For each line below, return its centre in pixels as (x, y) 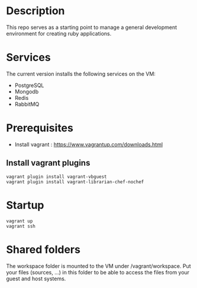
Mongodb (27, 91)
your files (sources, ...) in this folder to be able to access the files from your (98, 272)
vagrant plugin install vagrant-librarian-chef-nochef (75, 182)
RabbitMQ (27, 104)
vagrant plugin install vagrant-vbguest (57, 177)
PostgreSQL (29, 85)
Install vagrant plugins (48, 163)
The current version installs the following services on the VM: (81, 74)
